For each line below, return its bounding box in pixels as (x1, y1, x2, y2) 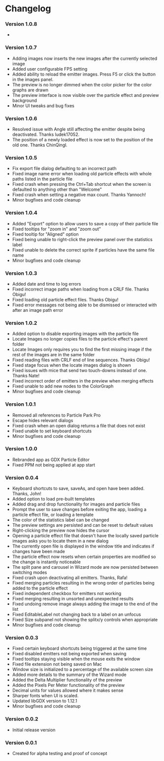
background (12, 97, 37, 103)
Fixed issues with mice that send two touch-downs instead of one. (12, 368, 147, 374)
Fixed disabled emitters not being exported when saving (12, 651, 127, 657)
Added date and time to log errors (12, 281, 81, 287)
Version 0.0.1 (5, 739, 37, 746)
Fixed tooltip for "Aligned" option (12, 231, 79, 237)
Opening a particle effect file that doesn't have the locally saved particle (12, 533, 159, 539)
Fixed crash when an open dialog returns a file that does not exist (12, 423, 145, 428)
